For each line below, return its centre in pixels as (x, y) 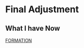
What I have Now (33, 28)
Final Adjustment (42, 9)
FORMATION (19, 40)
